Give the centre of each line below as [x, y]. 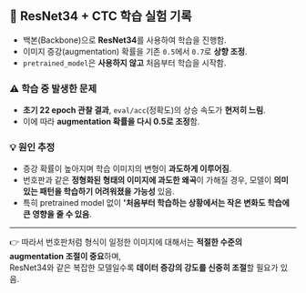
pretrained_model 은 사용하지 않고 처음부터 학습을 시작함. [124, 63]
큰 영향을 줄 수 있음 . [57, 214]
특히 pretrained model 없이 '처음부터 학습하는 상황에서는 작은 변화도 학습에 [156, 203]
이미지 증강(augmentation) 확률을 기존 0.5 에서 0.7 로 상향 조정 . [135, 51]
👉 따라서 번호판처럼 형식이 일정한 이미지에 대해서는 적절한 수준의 [126, 242]
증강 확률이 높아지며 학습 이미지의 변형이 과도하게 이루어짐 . [127, 169]
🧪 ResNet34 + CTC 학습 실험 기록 [101, 16]
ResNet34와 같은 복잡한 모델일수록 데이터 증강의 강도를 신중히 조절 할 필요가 [144, 268]
